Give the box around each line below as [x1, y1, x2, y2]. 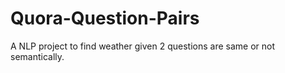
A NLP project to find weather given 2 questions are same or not [10, 40, 275, 52]
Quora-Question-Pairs [10, 7, 200, 30]
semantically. [10, 50, 65, 62]
